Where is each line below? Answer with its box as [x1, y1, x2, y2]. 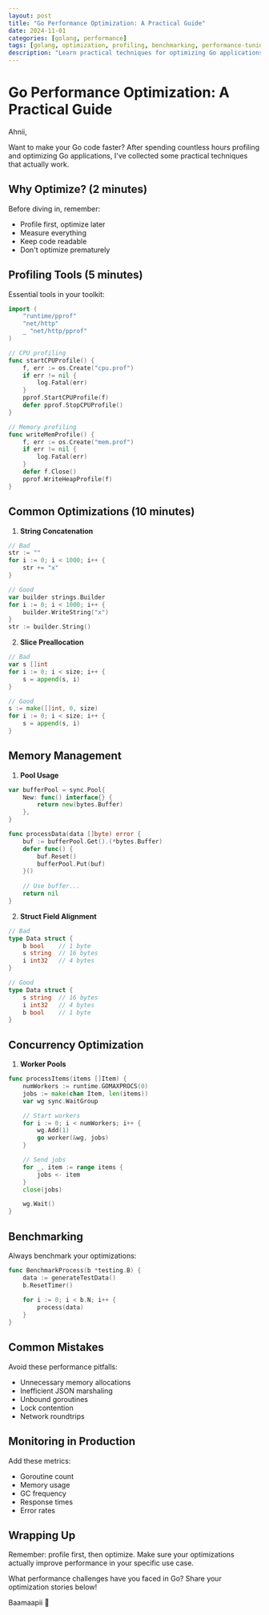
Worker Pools [19, 1059, 66, 1069]
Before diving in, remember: [8, 203, 101, 213]
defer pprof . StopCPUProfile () [22, 401, 124, 409]
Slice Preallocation [19, 637, 84, 647]
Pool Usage [19, 770, 59, 780]
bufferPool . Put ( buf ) [37, 860, 106, 868]
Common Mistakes [8, 1340, 104, 1354]
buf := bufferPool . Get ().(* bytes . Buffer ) [22, 838, 163, 846]
